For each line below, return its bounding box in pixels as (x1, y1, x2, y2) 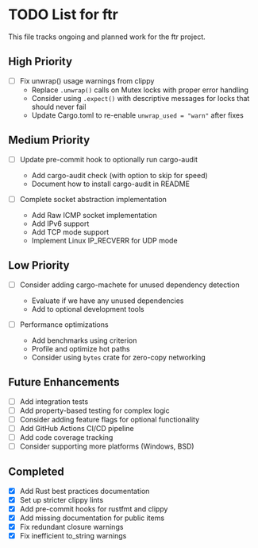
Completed (8, 465, 65, 479)
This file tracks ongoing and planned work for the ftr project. (8, 32, 206, 41)
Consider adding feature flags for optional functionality (19, 414, 200, 424)
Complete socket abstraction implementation (19, 194, 167, 204)
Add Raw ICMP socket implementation (31, 210, 157, 220)
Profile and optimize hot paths (31, 344, 130, 353)
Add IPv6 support (31, 219, 90, 228)
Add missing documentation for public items (19, 513, 165, 523)
